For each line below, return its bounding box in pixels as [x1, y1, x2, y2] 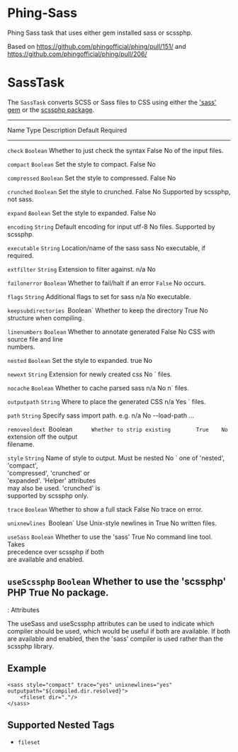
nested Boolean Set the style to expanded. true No [7, 356, 152, 364]
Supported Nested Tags [7, 719, 115, 731]
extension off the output [7, 432, 78, 441]
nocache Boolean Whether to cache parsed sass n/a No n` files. [7, 383, 189, 392]
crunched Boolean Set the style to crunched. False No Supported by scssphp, [7, 187, 231, 196]
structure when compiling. [7, 313, 84, 322]
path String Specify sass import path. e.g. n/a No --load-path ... [7, 411, 195, 420]
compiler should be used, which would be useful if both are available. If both [7, 627, 231, 635]
